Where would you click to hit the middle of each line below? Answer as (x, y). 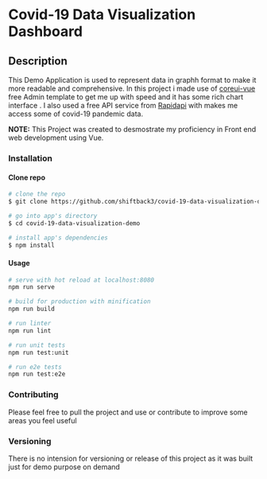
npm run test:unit (39, 352)
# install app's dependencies (58, 238)
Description (38, 61)
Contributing (33, 395)
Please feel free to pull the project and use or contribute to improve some (128, 412)
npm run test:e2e (37, 374)
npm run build (32, 309)
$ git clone (28, 201)
